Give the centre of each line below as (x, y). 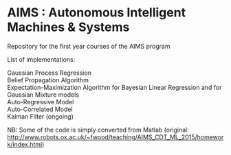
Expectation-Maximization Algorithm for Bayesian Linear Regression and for (114, 87)
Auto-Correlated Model (40, 109)
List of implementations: (41, 59)
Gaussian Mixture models (43, 95)
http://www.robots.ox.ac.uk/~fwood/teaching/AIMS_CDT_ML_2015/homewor (115, 137)
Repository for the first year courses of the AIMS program (89, 46)
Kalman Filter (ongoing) (41, 116)
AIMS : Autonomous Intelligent (97, 13)
